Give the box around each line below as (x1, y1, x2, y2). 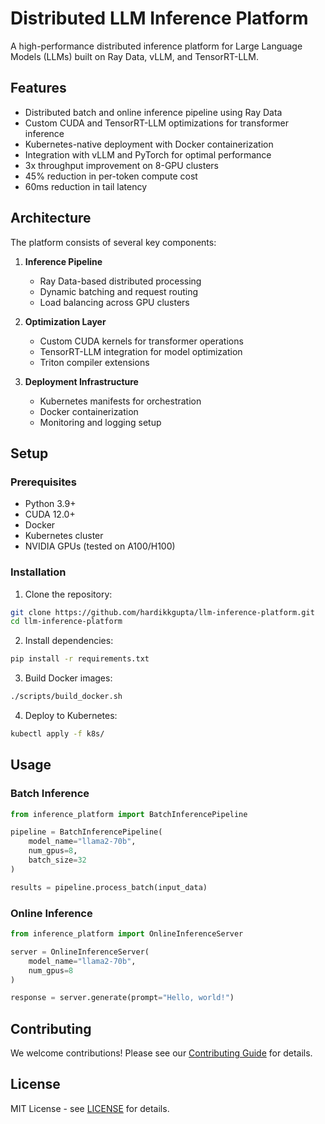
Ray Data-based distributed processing (39, 275, 202, 287)
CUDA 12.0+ (24, 508, 76, 521)
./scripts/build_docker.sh (10, 692, 123, 702)
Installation (10, 565, 67, 579)
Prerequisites (10, 475, 77, 489)
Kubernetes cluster (24, 530, 104, 542)
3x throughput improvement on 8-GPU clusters (24, 159, 219, 171)
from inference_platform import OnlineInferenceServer (10, 929, 244, 939)
